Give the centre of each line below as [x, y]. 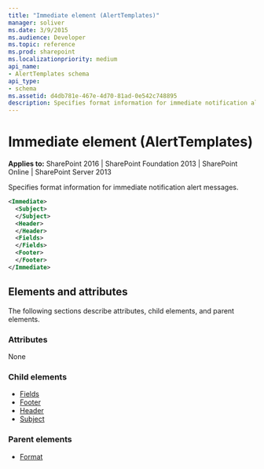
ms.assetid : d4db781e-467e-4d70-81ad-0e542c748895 [93, 96]
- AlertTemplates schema [49, 74]
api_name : [24, 67]
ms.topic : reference [42, 45]
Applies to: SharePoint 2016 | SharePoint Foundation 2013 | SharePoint [123, 164]
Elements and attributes [68, 292]
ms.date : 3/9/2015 [38, 30]
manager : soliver [37, 23]
